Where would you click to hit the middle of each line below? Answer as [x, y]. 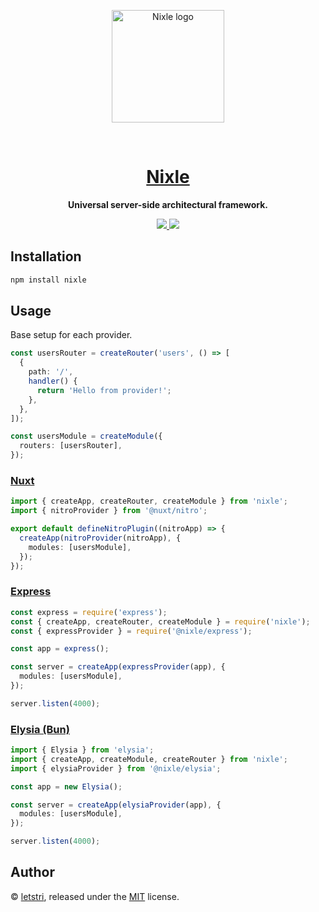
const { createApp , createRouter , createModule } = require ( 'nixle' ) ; [160, 621]
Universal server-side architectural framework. [168, 204]
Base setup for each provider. [71, 335]
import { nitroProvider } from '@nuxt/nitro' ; [109, 511]
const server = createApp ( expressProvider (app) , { [118, 667]
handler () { [53, 381]
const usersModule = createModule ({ [86, 436]
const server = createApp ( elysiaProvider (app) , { [116, 805]
